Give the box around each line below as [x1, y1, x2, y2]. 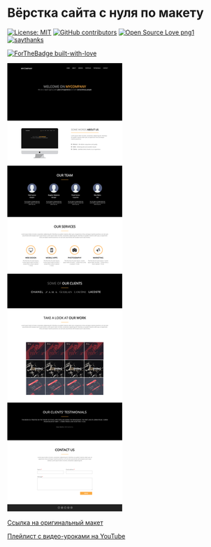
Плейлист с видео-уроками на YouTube [7, 532, 126, 540]
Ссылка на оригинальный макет [7, 518, 103, 527]
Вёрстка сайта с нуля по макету [7, 5, 204, 21]
